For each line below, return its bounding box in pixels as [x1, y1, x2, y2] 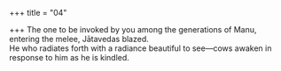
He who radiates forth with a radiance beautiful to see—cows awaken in [9, 43, 272, 53]
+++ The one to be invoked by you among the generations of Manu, [9, 25, 257, 34]
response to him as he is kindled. [9, 53, 130, 62]
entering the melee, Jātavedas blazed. [9, 34, 149, 44]
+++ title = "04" [9, 8, 67, 18]
